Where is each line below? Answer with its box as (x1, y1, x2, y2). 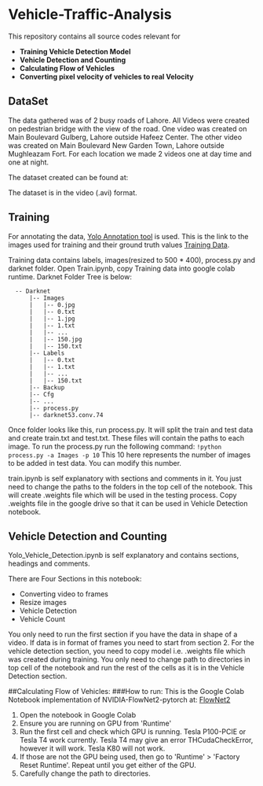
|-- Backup (28, 383, 65, 391)
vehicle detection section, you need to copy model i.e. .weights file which (8, 647, 246, 656)
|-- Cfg (28, 390, 55, 398)
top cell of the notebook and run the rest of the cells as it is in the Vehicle (8, 663, 245, 673)
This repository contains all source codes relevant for (8, 31, 181, 41)
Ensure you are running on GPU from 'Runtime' (19, 718, 172, 729)
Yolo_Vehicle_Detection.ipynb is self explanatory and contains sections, (8, 551, 239, 560)
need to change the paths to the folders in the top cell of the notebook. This (8, 482, 253, 491)
